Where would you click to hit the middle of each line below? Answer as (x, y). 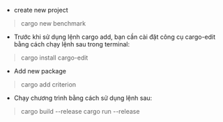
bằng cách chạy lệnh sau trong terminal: (72, 44)
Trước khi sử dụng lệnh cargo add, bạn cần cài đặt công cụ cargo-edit (115, 37)
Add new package (40, 71)
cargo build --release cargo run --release (80, 111)
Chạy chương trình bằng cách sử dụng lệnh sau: (83, 98)
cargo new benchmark (53, 23)
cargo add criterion (48, 85)
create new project (41, 10)
